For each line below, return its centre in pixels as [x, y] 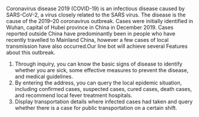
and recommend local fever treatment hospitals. [73, 95]
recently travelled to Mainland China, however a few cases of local [88, 40]
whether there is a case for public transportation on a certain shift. [96, 108]
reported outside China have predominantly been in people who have [91, 34]
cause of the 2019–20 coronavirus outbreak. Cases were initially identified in [100, 21]
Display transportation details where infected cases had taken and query [104, 102]
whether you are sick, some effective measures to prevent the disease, [102, 70]
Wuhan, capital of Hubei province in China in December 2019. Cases [90, 27]
